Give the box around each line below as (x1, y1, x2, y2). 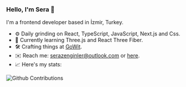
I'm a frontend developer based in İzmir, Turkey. (6, 19, 124, 26)
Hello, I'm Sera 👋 (6, 5, 55, 14)
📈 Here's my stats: (14, 61, 62, 68)
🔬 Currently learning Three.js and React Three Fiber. (14, 37, 143, 44)
